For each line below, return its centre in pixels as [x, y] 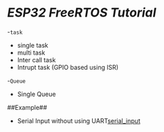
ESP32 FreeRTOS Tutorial [82, 13]
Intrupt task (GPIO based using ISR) [68, 67]
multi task [31, 53]
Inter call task [36, 59]
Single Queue [37, 94]
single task [33, 45]
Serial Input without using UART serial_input [79, 121]
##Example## [27, 107]
